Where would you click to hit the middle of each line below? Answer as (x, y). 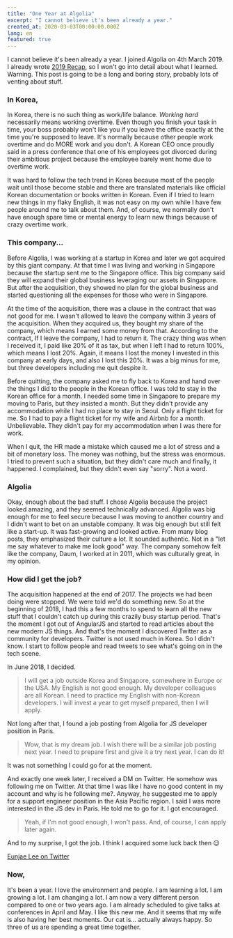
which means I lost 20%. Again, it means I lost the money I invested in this (113, 353)
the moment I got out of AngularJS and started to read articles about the (111, 624)
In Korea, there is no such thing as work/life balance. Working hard (103, 115)
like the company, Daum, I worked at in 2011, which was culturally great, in (114, 554)
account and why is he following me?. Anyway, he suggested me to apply (112, 794)
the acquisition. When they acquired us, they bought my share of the (105, 323)
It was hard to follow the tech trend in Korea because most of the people (111, 180)
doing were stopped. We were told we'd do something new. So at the (106, 602)
